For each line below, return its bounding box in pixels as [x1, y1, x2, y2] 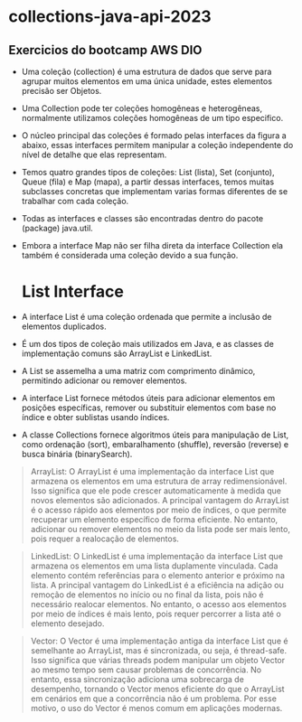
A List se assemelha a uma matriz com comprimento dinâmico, [21, 365, 256, 376]
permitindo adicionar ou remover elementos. [21, 375, 187, 386]
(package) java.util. [21, 223, 94, 233]
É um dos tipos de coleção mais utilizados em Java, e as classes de [21, 338, 275, 349]
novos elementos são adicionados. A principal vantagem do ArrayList [30, 494, 289, 505]
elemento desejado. [30, 617, 105, 629]
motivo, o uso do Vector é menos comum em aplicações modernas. [30, 702, 283, 713]
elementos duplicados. [21, 321, 107, 332]
